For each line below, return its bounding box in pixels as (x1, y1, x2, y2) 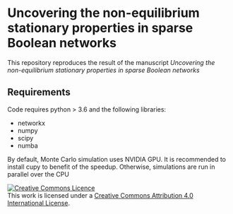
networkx (17, 119, 46, 127)
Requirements (7, 86, 71, 98)
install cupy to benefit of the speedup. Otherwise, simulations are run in (7, 162, 215, 171)
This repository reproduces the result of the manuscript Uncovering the (7, 58, 215, 66)
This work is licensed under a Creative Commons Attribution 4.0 (7, 191, 194, 199)
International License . (7, 198, 71, 207)
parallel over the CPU (7, 170, 69, 178)
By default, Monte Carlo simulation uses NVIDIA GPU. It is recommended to (7, 155, 226, 163)
